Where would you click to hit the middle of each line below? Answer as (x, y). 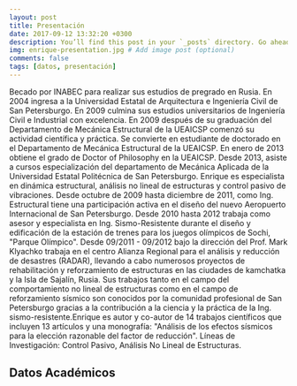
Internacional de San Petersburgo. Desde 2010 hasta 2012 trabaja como (140, 214)
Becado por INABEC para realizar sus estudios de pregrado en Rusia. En (141, 91)
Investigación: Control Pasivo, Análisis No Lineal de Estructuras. (125, 344)
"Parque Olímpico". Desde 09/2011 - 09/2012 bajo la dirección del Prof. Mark (148, 242)
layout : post (33, 17)
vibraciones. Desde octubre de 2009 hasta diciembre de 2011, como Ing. (141, 194)
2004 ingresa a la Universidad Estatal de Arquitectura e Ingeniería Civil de (144, 101)
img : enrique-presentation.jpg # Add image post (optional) (122, 50)
